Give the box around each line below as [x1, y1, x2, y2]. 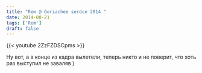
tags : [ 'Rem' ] [6, 20, 42, 26]
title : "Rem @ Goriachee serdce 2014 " [6, 8, 107, 15]
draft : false [6, 25, 39, 32]
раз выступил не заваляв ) [6, 60, 75, 67]
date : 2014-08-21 [6, 14, 50, 20]
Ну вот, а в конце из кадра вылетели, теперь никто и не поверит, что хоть [6, 53, 197, 60]
